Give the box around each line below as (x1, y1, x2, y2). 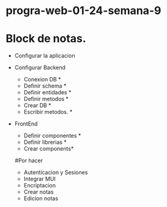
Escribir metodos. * (23, 108, 73, 116)
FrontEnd (14, 120, 38, 127)
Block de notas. (6, 32, 86, 46)
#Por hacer (14, 157, 43, 164)
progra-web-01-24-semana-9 (6, 4, 161, 18)
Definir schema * (23, 82, 67, 89)
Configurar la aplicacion (14, 52, 75, 59)
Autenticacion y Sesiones (23, 169, 88, 176)
